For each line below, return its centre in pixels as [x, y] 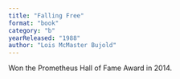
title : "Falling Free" [46, 16]
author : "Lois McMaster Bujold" [62, 45]
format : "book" [34, 23]
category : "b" [32, 30]
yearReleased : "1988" [45, 38]
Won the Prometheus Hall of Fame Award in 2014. [90, 68]
